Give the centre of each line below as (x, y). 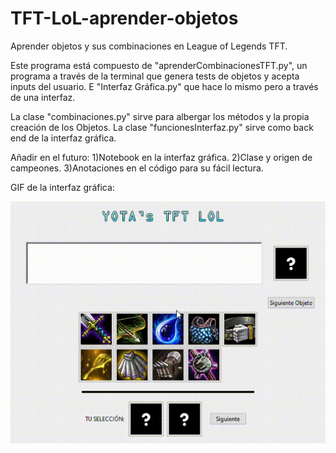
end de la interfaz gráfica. (63, 138)
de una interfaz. (43, 97)
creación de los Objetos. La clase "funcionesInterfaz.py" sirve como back (162, 127)
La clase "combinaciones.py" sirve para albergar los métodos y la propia (160, 116)
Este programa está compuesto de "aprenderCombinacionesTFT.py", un (159, 65)
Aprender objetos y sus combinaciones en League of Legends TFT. (149, 46)
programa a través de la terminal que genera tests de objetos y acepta (155, 76)
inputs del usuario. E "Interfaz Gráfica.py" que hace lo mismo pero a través (164, 86)
